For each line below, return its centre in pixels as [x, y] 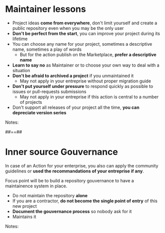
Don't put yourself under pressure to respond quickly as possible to [82, 86]
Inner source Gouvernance [62, 152]
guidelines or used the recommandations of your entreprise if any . [75, 171]
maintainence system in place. [36, 186]
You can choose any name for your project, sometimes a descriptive [82, 44]
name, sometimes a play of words [47, 49]
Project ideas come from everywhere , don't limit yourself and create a [85, 23]
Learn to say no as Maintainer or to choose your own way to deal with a [86, 65]
